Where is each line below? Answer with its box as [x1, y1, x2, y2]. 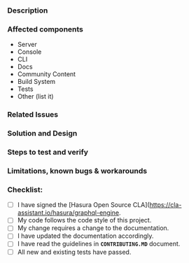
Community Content [17, 70, 76, 78]
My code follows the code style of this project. [17, 216, 152, 225]
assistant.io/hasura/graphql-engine [17, 208, 120, 217]
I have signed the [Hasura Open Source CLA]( [17, 201, 150, 209]
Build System [17, 78, 56, 86]
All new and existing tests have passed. [17, 248, 132, 256]
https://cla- [149, 201, 182, 209]
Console [17, 48, 42, 56]
